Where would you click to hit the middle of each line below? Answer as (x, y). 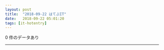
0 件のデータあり (22, 37)
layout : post (18, 9)
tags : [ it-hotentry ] (26, 23)
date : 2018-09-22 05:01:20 (35, 18)
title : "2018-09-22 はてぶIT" (36, 14)
